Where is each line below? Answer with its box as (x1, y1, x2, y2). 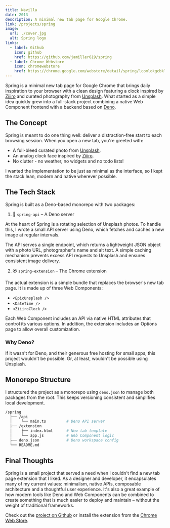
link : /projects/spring (5, 21, 56, 27)
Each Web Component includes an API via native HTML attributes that (5, 315, 151, 321)
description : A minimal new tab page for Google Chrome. (5, 17, 128, 22)
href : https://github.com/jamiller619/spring (14, 54, 112, 60)
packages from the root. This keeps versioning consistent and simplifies (5, 394, 156, 400)
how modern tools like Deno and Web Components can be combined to (5, 492, 154, 498)
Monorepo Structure (5, 376, 71, 384)
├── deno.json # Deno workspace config (10, 437, 119, 443)
